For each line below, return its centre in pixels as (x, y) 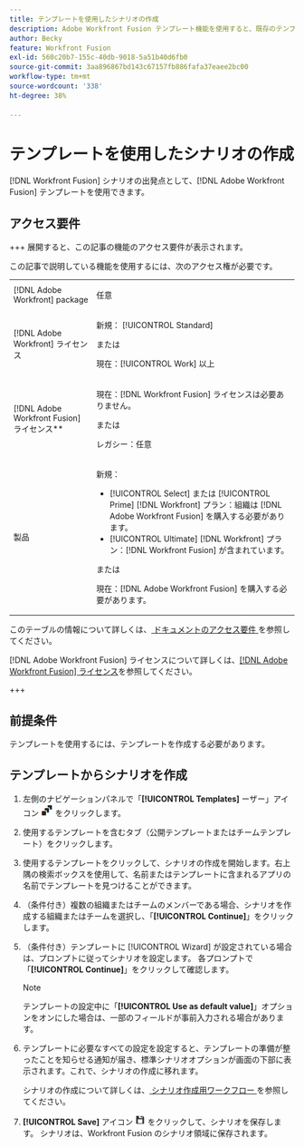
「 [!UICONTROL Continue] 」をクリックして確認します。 (128, 969)
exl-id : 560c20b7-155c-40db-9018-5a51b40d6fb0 (99, 58)
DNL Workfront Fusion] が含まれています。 (210, 549)
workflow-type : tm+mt (50, 77)
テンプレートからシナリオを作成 (99, 775)
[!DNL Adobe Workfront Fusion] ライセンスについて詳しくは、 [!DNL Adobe (148, 660)
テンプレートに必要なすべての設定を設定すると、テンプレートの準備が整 (157, 1048)
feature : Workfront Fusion (60, 48)
